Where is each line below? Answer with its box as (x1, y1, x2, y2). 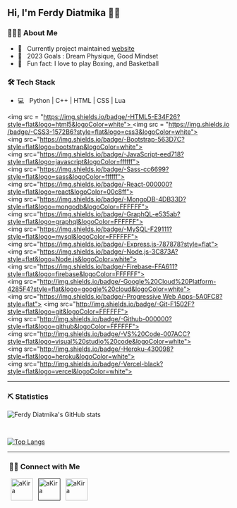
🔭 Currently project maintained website (17, 44, 135, 53)
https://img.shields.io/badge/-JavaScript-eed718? (39, 149, 185, 159)
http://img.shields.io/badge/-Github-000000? (39, 314, 173, 323)
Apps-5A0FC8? (177, 292, 223, 300)
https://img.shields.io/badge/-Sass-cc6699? (39, 165, 169, 173)
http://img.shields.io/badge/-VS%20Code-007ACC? (39, 329, 190, 338)
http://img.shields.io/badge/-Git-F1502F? (75, 299, 195, 308)
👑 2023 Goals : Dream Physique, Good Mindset (17, 51, 159, 60)
